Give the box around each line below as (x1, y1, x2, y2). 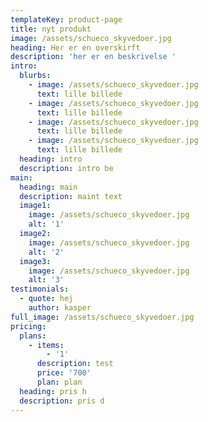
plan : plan (36, 377, 83, 387)
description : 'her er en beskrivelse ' (10, 52, 177, 62)
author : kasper (28, 303, 92, 313)
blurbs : (19, 71, 52, 81)
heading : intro (19, 154, 83, 164)
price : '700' (36, 368, 92, 378)
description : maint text (19, 191, 123, 201)
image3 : (19, 256, 52, 266)
